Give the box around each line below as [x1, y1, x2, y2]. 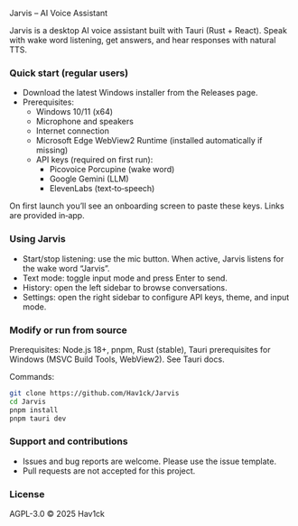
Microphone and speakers [35, 116, 134, 127]
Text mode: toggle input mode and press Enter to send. [22, 272, 228, 283]
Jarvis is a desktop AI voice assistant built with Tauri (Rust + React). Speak [9, 25, 287, 35]
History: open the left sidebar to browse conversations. [22, 281, 228, 292]
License [9, 487, 45, 500]
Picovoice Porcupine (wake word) [49, 164, 175, 175]
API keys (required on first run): [35, 154, 154, 165]
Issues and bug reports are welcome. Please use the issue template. [22, 456, 277, 466]
